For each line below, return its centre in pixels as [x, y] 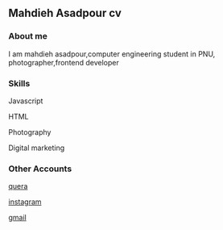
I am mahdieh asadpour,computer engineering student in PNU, [112, 54]
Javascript [26, 101]
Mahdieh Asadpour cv [65, 13]
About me [28, 36]
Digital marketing [37, 148]
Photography [30, 132]
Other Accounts [40, 169]
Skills [19, 83]
